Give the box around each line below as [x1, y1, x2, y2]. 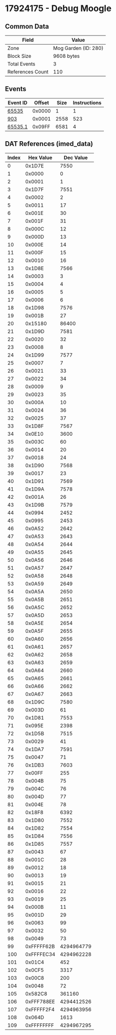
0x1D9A [25, 486, 44, 493]
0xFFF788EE [25, 998, 55, 1005]
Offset [34, 99, 49, 106]
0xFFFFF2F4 [25, 1006, 55, 1013]
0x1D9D [25, 328, 44, 335]
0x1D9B [25, 501, 44, 508]
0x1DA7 [25, 746, 44, 753]
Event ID [7, 99, 28, 106]
